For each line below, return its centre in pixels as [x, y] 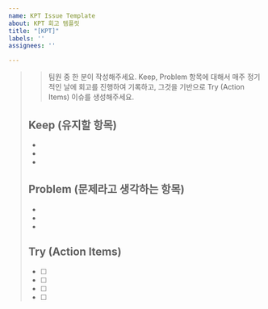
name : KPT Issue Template [52, 16]
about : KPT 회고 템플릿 [44, 23]
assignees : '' [32, 46]
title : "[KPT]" [34, 31]
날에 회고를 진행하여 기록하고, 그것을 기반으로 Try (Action [154, 87]
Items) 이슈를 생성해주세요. [91, 97]
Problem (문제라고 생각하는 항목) [106, 189]
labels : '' [27, 38]
